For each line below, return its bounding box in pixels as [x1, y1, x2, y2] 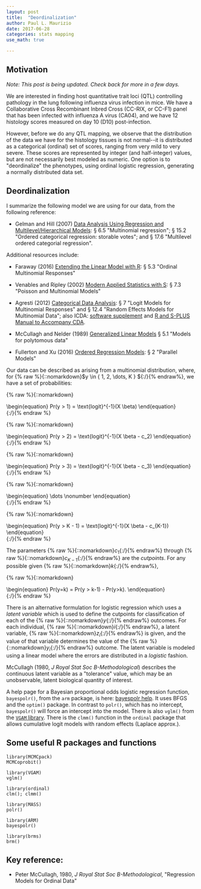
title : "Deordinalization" [6, 15, 77, 21]
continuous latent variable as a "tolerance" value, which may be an [6, 669, 173, 677]
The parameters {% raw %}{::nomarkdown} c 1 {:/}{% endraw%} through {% [6, 547, 193, 555]
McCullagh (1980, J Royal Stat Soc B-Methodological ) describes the [6, 663, 176, 671]
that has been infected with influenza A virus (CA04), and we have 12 [6, 111, 178, 119]
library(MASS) [6, 801, 42, 807]
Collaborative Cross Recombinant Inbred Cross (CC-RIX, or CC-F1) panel [6, 105, 187, 112]
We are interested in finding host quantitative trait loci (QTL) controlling [6, 92, 183, 100]
